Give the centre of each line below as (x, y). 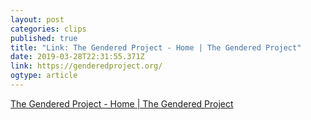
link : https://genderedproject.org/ (86, 66)
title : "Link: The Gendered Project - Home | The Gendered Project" (156, 47)
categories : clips (48, 29)
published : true (44, 38)
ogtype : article (44, 76)
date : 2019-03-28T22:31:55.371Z (77, 57)
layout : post (37, 19)
